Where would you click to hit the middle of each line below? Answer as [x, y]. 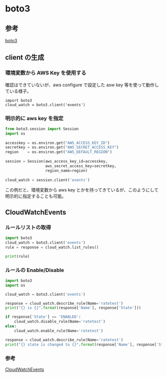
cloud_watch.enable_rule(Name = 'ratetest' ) [59, 331]
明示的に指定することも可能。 [36, 196]
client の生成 [25, 58]
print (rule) [17, 256]
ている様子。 [18, 91]
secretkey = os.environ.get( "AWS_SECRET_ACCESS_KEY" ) [62, 148]
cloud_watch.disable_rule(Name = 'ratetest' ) [60, 322]
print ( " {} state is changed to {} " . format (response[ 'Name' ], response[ [81, 345]
